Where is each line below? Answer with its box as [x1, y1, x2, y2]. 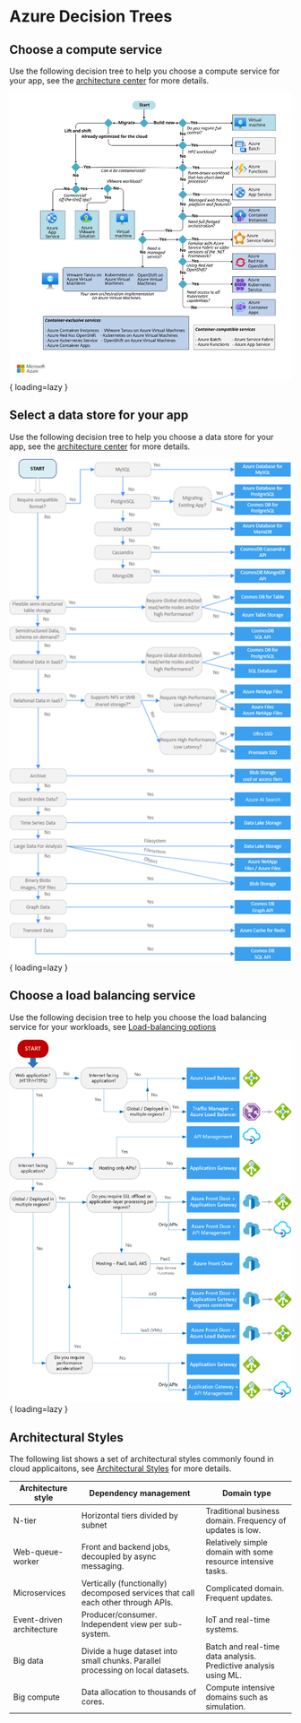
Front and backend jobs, [81, 1542, 171, 1553]
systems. [205, 1623, 239, 1634]
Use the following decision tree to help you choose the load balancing [9, 1011, 267, 1023]
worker [13, 1555, 39, 1566]
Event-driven [13, 1614, 63, 1624]
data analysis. [205, 1650, 257, 1661]
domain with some [205, 1546, 273, 1557]
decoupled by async [81, 1551, 157, 1562]
